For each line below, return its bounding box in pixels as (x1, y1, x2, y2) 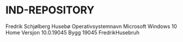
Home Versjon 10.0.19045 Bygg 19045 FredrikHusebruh (5, 29, 139, 36)
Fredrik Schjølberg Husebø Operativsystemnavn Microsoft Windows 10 (5, 23, 177, 30)
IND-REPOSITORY (5, 3, 95, 17)
